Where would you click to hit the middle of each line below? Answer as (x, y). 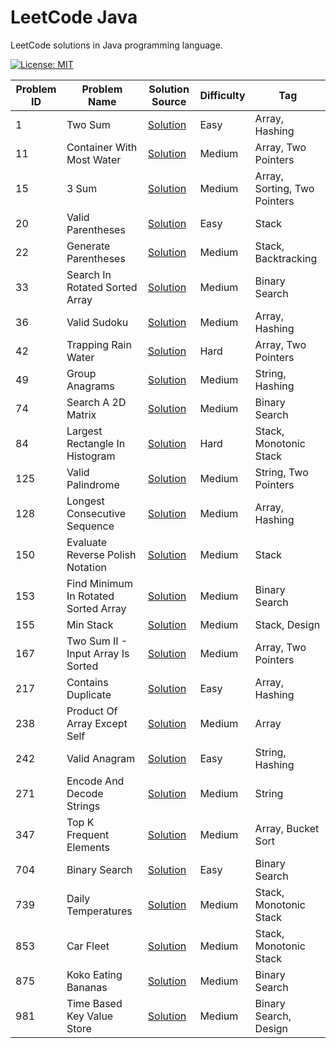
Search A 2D (96, 402)
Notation (86, 567)
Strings (83, 806)
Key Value (90, 1016)
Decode (85, 793)
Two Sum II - (97, 641)
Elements (88, 847)
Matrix (81, 414)
